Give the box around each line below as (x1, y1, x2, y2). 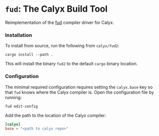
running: (5, 94, 22, 100)
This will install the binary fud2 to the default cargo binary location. (5, 61, 138, 67)
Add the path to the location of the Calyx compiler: (5, 112, 106, 118)
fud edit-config (5, 104, 38, 109)
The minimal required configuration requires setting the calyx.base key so (5, 84, 153, 90)
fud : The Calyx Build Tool (5, 3, 108, 15)
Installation (5, 32, 33, 39)
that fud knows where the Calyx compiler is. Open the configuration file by (5, 89, 154, 95)
